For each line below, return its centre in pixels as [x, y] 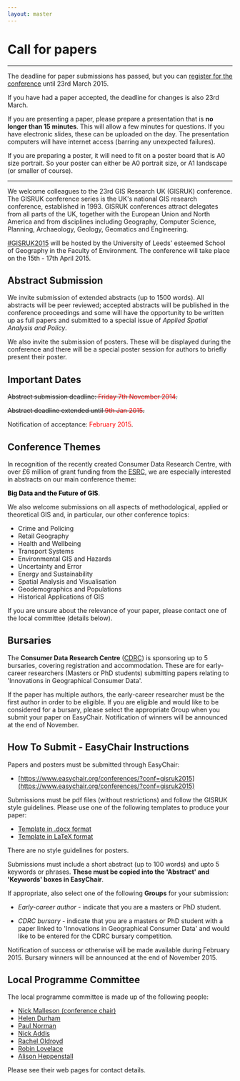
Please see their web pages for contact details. [77, 1070]
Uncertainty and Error [50, 566]
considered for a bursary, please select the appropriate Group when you [114, 709]
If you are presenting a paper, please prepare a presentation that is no [110, 119]
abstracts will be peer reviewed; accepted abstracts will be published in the [119, 305]
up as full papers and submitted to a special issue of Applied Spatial [107, 320]
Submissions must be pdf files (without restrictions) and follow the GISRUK [117, 799]
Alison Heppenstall [45, 1056]
